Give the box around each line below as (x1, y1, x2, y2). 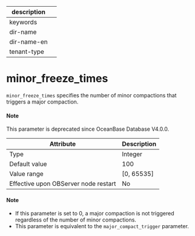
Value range (9, 169, 44, 178)
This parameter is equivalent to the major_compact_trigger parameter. (15, 223, 190, 230)
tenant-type (9, 48, 44, 56)
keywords (9, 18, 38, 26)
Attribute (49, 140, 76, 148)
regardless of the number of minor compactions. (15, 216, 136, 223)
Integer (122, 150, 142, 159)
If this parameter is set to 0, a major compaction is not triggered (15, 210, 174, 217)
